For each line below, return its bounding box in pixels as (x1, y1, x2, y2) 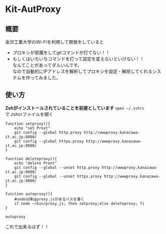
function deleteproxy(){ (5, 156, 57, 161)
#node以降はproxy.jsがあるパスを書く (14, 196, 85, 201)
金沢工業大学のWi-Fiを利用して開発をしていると (5, 39, 104, 45)
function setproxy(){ (5, 121, 51, 126)
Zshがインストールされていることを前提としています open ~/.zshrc (5, 105, 144, 111)
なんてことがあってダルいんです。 (12, 62, 82, 68)
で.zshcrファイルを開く (5, 111, 54, 117)
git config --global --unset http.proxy (14, 165, 100, 170)
